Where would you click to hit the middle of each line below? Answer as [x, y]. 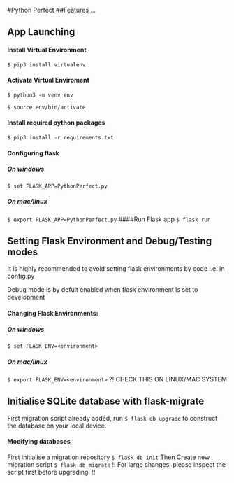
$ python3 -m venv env [40, 95]
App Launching [41, 32]
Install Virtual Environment [47, 50]
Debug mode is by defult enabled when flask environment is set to [103, 290]
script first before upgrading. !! [51, 472]
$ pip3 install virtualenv [46, 65]
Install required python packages [56, 122]
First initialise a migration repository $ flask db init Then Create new [109, 457]
